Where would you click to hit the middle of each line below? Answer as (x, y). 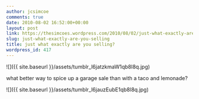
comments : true (25, 17)
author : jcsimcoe (28, 11)
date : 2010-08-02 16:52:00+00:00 (47, 22)
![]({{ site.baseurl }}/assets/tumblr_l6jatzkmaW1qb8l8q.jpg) (78, 67)
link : (13, 34)
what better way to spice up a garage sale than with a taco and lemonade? (97, 78)
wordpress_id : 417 (29, 50)
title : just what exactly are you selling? (61, 45)
